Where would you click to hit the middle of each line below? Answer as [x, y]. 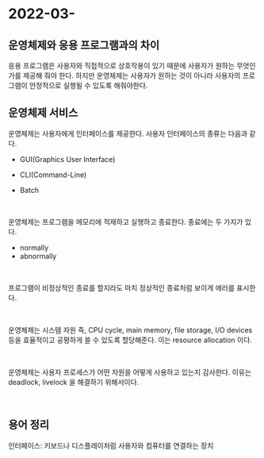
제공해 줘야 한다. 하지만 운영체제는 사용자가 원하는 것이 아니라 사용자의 [132, 75]
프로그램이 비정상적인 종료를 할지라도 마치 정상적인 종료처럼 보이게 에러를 [122, 287]
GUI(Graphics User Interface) [67, 159]
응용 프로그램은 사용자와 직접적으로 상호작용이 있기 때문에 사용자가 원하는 [122, 65]
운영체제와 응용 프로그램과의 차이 [84, 45]
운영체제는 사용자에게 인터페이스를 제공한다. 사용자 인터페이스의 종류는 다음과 [128, 133]
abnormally [38, 256]
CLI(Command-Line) [53, 175]
